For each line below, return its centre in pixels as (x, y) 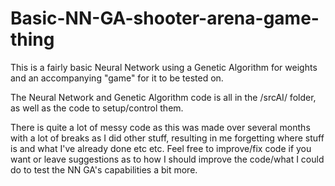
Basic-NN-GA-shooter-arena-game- (165, 18)
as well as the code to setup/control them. (97, 108)
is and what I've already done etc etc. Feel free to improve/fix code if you (161, 148)
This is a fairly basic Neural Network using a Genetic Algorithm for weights (164, 67)
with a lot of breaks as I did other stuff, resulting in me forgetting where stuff (167, 138)
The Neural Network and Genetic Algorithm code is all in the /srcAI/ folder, (163, 97)
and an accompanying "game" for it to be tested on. (117, 78)
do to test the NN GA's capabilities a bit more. (104, 169)
